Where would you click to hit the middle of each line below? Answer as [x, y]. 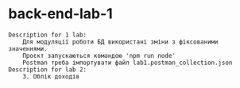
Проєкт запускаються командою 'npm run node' [99, 55]
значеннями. [28, 48]
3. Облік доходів [51, 76]
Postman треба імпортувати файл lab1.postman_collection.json [128, 63]
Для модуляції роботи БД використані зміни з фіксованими [120, 42]
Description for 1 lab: [48, 35]
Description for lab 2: [48, 69]
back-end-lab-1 [60, 14]
